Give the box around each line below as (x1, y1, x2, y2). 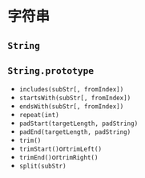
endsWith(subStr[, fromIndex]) (18, 103, 124, 111)
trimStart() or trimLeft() (18, 144, 102, 153)
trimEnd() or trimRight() (18, 152, 99, 162)
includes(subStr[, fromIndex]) (18, 86, 124, 94)
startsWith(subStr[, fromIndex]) (18, 94, 131, 103)
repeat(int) (18, 111, 59, 119)
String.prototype (7, 65, 94, 76)
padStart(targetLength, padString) (18, 119, 139, 128)
